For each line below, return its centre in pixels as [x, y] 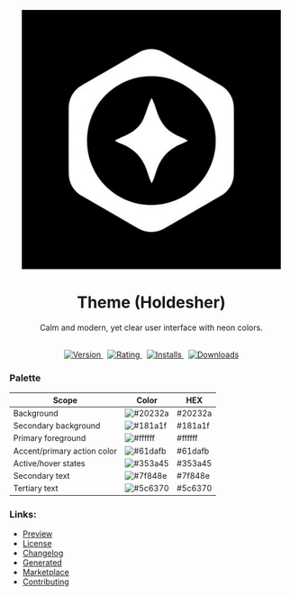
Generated [42, 563]
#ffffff [187, 438]
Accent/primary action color [65, 451]
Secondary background [57, 426]
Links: [23, 514]
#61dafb [193, 451]
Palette [25, 378]
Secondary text [41, 476]
